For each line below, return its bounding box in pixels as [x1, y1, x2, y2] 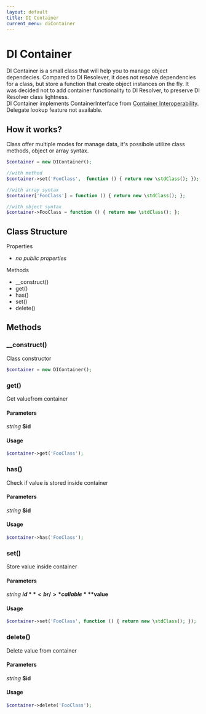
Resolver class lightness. [6, 93, 69, 101]
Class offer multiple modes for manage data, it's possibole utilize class [6, 141, 186, 148]
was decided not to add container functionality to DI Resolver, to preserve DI [6, 87, 200, 94]
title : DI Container [6, 15, 60, 21]
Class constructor [6, 355, 52, 362]
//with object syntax [6, 203, 62, 210]
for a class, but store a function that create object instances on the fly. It [6, 80, 189, 88]
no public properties [15, 254, 67, 262]
